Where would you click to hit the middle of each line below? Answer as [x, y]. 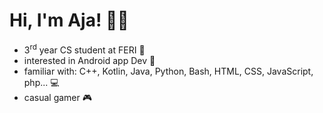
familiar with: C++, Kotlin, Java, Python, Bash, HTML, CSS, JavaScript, [168, 71]
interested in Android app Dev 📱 [89, 60]
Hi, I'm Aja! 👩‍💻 [69, 20]
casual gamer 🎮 [58, 97]
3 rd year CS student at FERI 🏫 [84, 49]
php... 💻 [41, 82]
